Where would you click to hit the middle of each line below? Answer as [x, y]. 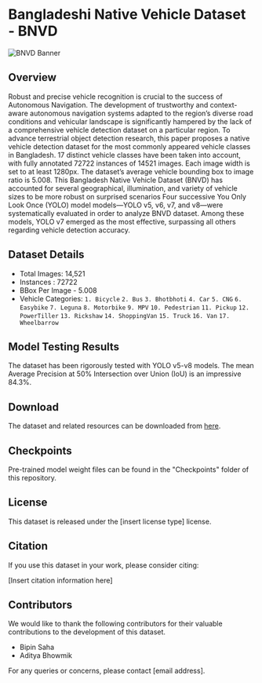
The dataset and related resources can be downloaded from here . [115, 426]
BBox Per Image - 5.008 [58, 290]
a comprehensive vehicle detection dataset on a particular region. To [119, 130]
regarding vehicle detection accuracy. [69, 230]
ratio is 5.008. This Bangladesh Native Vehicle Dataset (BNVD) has [116, 180]
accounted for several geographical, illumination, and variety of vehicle [123, 188]
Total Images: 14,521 [52, 273]
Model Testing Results [64, 347]
